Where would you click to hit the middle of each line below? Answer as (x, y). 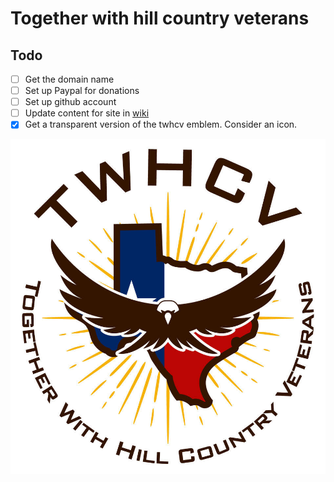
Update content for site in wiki (87, 113)
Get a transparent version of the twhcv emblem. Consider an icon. (161, 124)
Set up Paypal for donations (82, 91)
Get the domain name (69, 79)
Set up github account (70, 102)
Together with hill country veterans (160, 18)
